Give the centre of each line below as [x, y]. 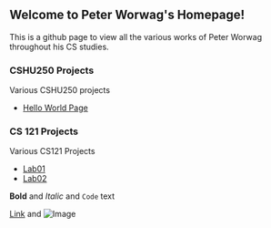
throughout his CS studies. [59, 47]
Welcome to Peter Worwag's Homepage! [127, 15]
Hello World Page [55, 108]
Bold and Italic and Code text [62, 196]
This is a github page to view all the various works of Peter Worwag [135, 36]
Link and [25, 214]
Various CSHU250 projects [60, 90]
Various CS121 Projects [52, 151]
